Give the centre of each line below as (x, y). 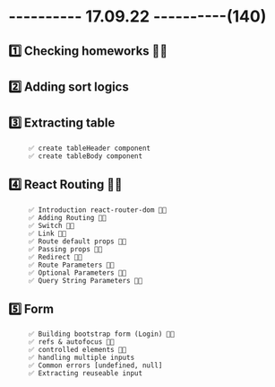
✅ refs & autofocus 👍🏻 (72, 342)
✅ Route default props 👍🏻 (77, 241)
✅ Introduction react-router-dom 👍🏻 (98, 210)
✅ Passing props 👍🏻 (65, 249)
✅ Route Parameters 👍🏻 (72, 265)
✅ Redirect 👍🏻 (55, 257)
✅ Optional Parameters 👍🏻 (77, 273)
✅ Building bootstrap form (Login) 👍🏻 (102, 334)
